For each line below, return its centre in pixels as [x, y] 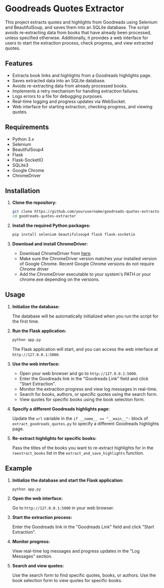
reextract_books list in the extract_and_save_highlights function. [78, 453]
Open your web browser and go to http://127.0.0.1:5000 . [78, 373]
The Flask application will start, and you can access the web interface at [85, 349]
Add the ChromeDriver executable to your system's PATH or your [85, 274]
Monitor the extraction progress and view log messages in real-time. [88, 389]
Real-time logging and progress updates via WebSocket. [69, 101]
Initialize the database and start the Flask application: [68, 480]
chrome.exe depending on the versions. [59, 279]
